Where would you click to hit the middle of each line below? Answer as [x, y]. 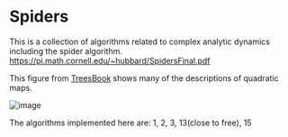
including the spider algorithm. [66, 50]
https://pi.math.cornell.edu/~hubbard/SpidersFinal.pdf [110, 60]
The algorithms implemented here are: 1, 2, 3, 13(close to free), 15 [130, 123]
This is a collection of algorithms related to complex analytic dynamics [139, 41]
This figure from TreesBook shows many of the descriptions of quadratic [144, 78]
